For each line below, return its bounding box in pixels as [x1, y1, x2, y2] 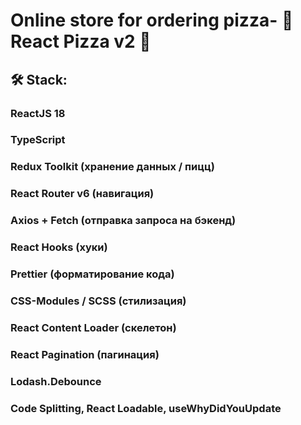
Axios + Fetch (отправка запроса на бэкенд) [10, 214, 237, 228]
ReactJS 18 [10, 106, 66, 120]
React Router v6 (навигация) [10, 187, 155, 201]
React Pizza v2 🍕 [10, 30, 152, 53]
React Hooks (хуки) [10, 240, 108, 254]
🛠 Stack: [10, 71, 68, 88]
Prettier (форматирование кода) [10, 267, 175, 281]
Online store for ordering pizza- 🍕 [10, 9, 294, 32]
